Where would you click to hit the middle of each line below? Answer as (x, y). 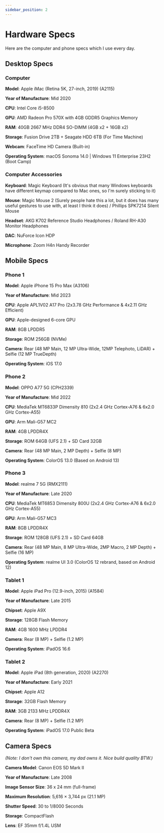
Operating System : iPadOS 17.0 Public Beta (50, 730)
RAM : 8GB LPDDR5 (25, 329)
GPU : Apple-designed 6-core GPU (41, 320)
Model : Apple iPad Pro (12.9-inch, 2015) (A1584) (55, 591)
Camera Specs (28, 746)
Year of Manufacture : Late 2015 (38, 601)
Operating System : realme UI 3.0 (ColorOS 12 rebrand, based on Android (80, 562)
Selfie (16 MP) (19, 552)
